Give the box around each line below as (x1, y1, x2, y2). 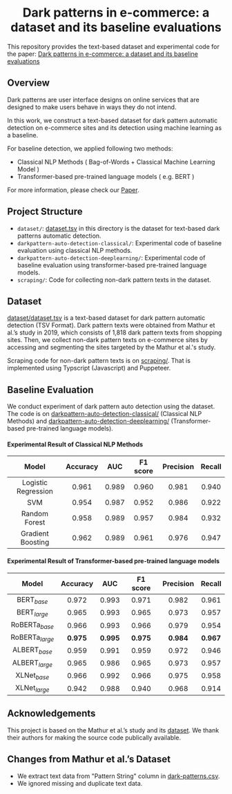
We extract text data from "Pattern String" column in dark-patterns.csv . (17, 772, 220, 780)
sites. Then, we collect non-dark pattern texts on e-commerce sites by (7, 336, 209, 344)
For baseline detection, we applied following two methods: (7, 144, 174, 153)
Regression (16, 486, 53, 496)
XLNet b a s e (15, 670, 50, 681)
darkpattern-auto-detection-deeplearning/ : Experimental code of (17, 254, 206, 262)
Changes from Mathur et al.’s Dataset (7, 753, 171, 765)
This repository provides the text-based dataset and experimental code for (7, 42, 220, 50)
